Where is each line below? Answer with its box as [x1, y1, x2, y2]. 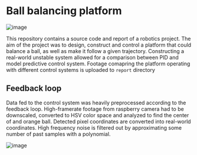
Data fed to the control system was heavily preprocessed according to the [6, 99, 186, 106]
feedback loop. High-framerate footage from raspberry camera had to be [6, 105, 184, 113]
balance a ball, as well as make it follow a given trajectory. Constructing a [6, 47, 185, 54]
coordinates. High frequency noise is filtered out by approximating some [6, 124, 182, 131]
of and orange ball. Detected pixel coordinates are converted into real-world [6, 118, 191, 125]
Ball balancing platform [6, 4, 122, 18]
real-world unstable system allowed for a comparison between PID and [6, 54, 179, 61]
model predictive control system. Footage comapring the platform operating [6, 60, 191, 67]
